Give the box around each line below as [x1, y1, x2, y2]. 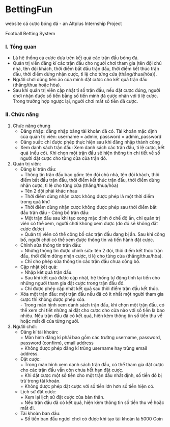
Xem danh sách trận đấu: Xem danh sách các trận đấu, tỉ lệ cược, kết [20, 144, 165, 150]
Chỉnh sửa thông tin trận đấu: [20, 242, 81, 248]
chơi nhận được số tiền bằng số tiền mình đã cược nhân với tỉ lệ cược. [12, 93, 158, 99]
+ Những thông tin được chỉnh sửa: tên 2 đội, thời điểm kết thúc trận [20, 247, 163, 253]
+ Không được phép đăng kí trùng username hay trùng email [20, 345, 147, 351]
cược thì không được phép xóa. [20, 296, 86, 302]
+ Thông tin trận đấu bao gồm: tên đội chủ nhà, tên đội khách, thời [20, 171, 159, 177]
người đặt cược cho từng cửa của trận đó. [20, 155, 107, 161]
